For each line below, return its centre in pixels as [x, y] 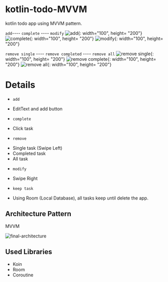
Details [20, 85]
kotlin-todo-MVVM [46, 9]
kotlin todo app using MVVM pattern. [44, 23]
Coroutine [23, 275]
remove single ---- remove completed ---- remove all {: [79, 54]
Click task [23, 128]
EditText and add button [37, 109]
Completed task [29, 153]
